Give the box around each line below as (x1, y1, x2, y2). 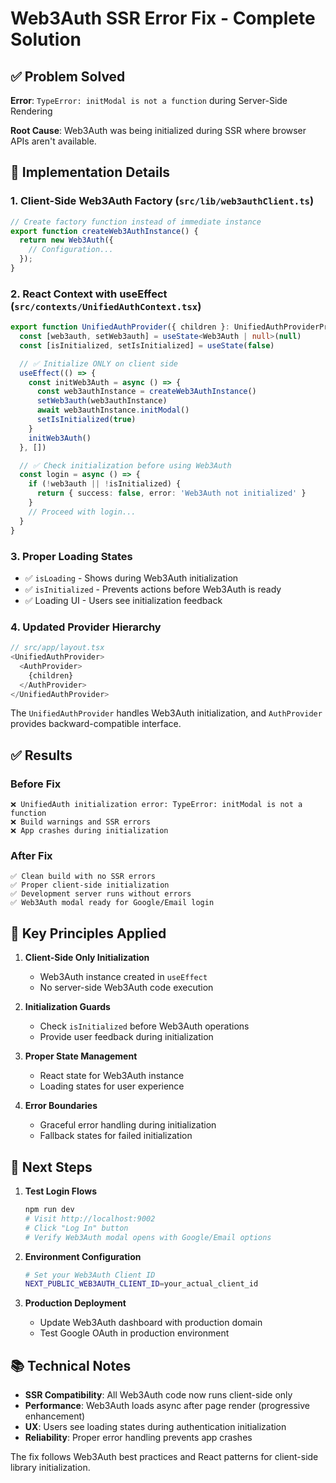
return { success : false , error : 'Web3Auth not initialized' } (36, 488, 307, 499)
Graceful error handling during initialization (39, 1119, 217, 1131)
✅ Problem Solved (10, 68, 126, 85)
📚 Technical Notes (10, 1357, 132, 1374)
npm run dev (24, 1205, 75, 1215)
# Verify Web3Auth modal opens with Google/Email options (24, 1232, 272, 1242)
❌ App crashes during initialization (10, 826, 169, 836)
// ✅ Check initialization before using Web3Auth (19, 460, 232, 471)
